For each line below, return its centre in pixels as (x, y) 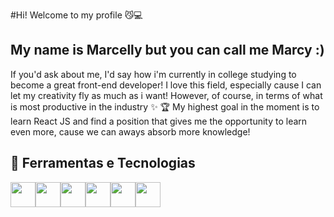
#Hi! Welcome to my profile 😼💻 (76, 15)
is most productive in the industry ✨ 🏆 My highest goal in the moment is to (165, 106)
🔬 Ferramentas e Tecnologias (103, 163)
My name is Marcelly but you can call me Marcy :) (167, 50)
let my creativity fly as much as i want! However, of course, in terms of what (166, 95)
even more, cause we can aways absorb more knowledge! (130, 131)
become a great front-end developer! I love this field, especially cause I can (166, 85)
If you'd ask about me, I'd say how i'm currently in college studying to (153, 74)
